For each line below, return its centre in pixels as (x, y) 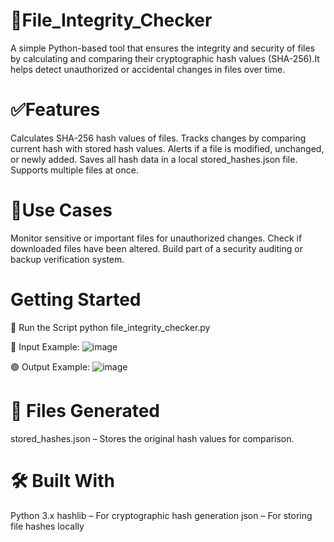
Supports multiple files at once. (74, 170)
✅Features (55, 110)
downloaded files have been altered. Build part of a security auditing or (156, 248)
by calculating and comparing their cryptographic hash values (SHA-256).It (165, 58)
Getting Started (76, 300)
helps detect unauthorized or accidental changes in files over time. (148, 69)
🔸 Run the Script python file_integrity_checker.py (110, 327)
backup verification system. (67, 259)
